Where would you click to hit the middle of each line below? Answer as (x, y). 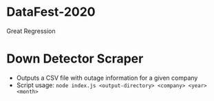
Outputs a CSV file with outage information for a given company (107, 78)
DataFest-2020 (51, 12)
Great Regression (31, 31)
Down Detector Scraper (75, 59)
